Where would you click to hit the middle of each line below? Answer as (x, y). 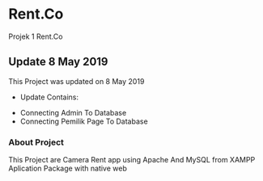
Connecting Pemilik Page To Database (84, 121)
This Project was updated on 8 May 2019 (76, 81)
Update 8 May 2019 (58, 62)
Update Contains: (49, 97)
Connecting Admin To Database (73, 112)
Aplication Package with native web (68, 168)
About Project (36, 142)
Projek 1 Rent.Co (36, 36)
